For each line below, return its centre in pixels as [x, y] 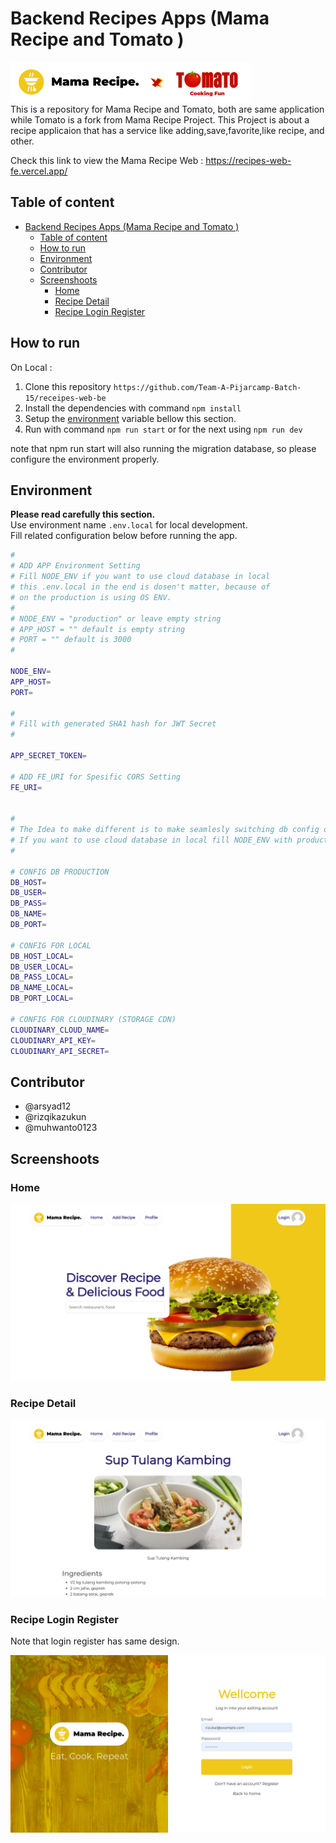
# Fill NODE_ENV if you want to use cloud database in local [140, 577]
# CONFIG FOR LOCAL [51, 945]
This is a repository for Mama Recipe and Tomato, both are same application [167, 109]
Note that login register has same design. [95, 1641]
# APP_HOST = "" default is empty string [98, 629]
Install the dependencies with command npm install [133, 408]
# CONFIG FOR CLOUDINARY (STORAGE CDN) [93, 1019]
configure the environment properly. [85, 459]
